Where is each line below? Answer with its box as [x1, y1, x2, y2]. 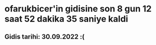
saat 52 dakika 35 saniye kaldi [4, 13, 128, 24]
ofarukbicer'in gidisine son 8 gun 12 [4, 3, 152, 14]
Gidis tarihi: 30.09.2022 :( [4, 33, 85, 41]
